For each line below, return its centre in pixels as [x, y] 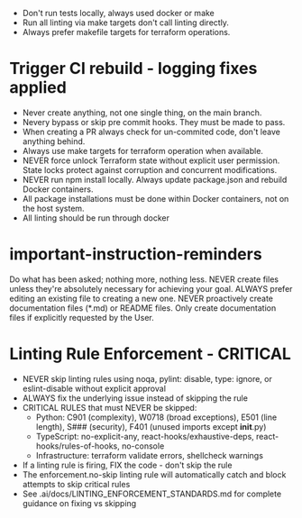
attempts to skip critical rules [76, 484]
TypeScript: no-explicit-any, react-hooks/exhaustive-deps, [145, 436]
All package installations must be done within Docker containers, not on [156, 198]
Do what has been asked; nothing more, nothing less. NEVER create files [144, 279]
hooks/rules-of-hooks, [78, 446]
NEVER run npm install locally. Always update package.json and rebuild [155, 179]
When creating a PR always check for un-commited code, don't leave [151, 132]
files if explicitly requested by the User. [82, 317]
